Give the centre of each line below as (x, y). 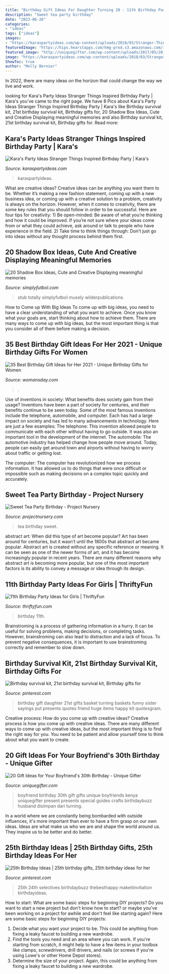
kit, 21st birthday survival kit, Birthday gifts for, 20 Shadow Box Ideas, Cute (82, 112)
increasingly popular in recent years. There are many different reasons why (83, 558)
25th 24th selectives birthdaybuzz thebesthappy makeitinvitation (85, 887)
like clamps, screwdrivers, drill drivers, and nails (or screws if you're (83, 950)
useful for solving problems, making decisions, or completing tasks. (75, 631)
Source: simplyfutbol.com (32, 287)
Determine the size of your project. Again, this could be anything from (85, 960)
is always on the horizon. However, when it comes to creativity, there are (80, 204)
